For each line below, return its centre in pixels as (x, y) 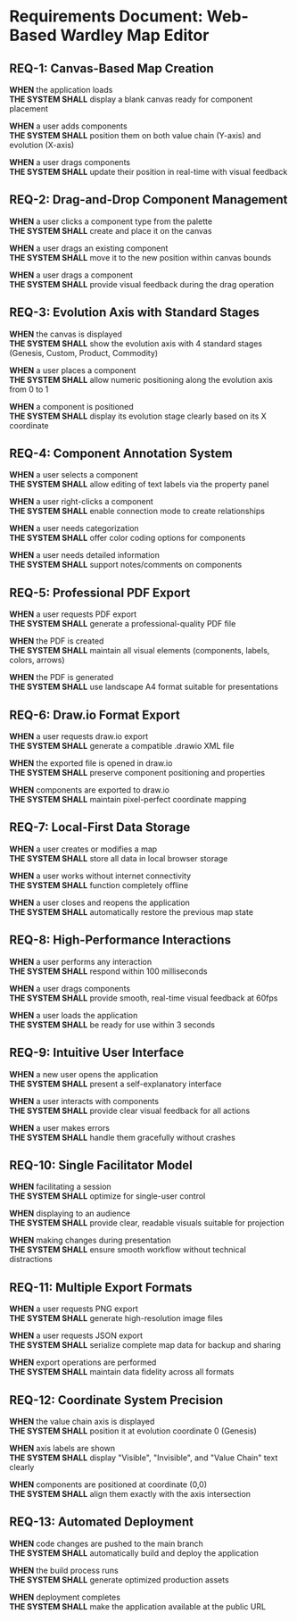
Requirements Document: (106, 17)
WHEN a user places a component (73, 370)
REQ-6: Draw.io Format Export (95, 715)
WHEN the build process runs (64, 1570)
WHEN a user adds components (68, 126)
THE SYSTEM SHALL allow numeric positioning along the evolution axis (141, 379)
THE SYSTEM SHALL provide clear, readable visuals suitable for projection (147, 1223)
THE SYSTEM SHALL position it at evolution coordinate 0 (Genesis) (133, 1431)
